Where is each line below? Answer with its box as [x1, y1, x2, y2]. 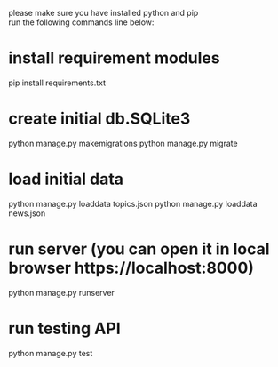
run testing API [8, 318, 121, 339]
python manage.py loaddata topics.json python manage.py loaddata [8, 198, 258, 209]
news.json [8, 208, 46, 219]
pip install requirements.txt [8, 77, 107, 88]
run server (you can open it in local [8, 239, 270, 259]
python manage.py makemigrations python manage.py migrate [8, 138, 238, 148]
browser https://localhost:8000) [8, 258, 255, 278]
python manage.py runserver [8, 287, 115, 298]
